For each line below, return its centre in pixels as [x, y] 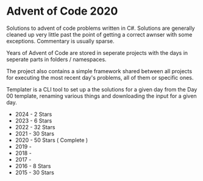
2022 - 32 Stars [35, 127]
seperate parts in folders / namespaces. [56, 59]
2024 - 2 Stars [34, 114]
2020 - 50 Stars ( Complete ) [52, 140]
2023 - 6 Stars [34, 121]
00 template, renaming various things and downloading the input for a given [101, 96]
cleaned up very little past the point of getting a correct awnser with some [99, 34]
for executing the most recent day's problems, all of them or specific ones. [100, 77]
